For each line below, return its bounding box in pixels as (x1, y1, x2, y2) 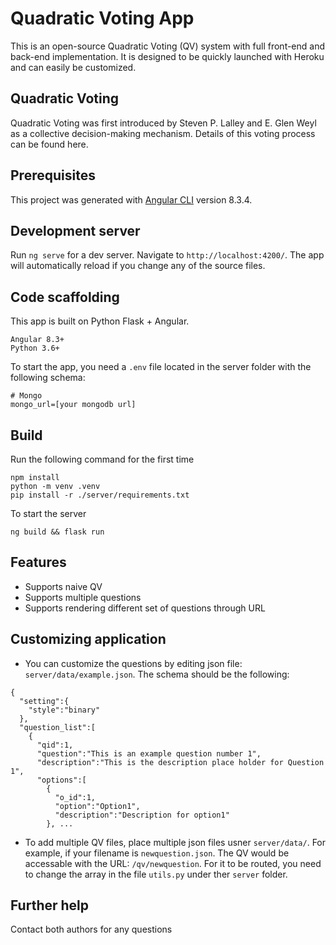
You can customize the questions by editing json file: (24, 657, 243, 669)
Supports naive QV (24, 580, 103, 592)
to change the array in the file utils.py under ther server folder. (24, 868, 288, 880)
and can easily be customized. (10, 61, 137, 73)
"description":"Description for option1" (54, 810, 230, 820)
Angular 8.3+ (10, 335, 65, 345)
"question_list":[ (19, 722, 97, 732)
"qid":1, (36, 740, 74, 750)
